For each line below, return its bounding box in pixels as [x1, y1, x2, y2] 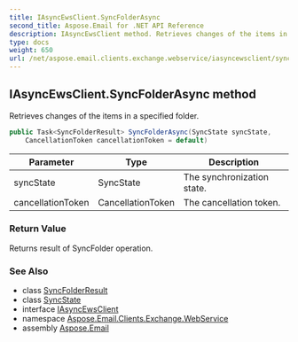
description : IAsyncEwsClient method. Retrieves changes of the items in [9, 29, 288, 38]
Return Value [9, 222, 67, 235]
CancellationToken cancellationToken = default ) [25, 136, 208, 144]
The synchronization [183, 170, 269, 183]
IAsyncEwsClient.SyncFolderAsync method [9, 87, 257, 102]
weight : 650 [9, 46, 53, 55]
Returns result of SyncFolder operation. [9, 243, 153, 253]
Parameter [28, 156, 74, 168]
